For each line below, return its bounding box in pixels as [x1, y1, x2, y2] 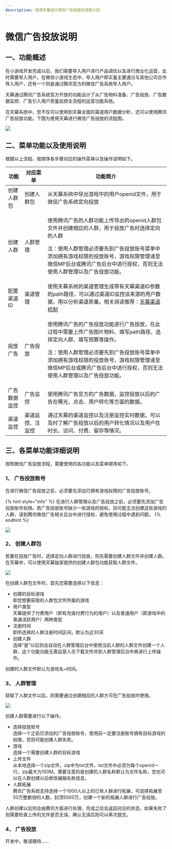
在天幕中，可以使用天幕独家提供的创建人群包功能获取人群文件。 [5, 559, 140, 565]
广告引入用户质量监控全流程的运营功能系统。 [23, 98, 118, 104]
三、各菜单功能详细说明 [5, 446, 79, 455]
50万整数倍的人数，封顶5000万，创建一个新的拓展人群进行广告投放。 [12, 794, 160, 800]
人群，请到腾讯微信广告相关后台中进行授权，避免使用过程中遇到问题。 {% [5, 511, 161, 517]
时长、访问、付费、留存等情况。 [47, 427, 124, 434]
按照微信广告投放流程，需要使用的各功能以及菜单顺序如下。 [5, 461, 131, 467]
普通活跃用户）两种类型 [12, 616, 62, 622]
